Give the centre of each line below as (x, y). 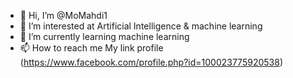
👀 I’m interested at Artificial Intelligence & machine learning (141, 26)
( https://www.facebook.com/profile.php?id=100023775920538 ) (151, 62)
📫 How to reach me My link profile (91, 48)
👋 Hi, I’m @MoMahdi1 (63, 15)
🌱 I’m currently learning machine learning (104, 36)
